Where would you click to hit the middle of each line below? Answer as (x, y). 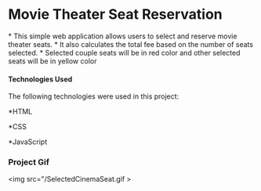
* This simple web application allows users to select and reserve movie (123, 36)
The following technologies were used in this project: (94, 96)
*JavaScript (28, 142)
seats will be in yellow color (53, 61)
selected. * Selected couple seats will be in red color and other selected (124, 52)
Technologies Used (40, 79)
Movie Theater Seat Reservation (116, 14)
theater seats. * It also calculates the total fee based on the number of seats (130, 44)
